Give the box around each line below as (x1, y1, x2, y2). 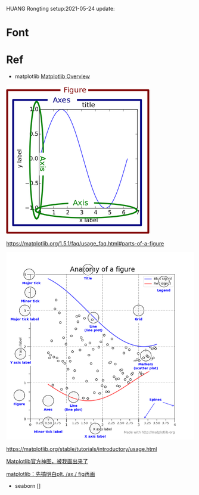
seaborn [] (14, 482, 41, 490)
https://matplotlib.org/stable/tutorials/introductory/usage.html (6, 446, 157, 453)
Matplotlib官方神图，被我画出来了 (6, 458, 88, 465)
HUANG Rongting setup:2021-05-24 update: (6, 5, 115, 12)
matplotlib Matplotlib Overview (14, 73, 91, 80)
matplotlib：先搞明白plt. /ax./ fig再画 (6, 471, 95, 478)
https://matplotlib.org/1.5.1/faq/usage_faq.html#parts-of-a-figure (6, 240, 164, 247)
